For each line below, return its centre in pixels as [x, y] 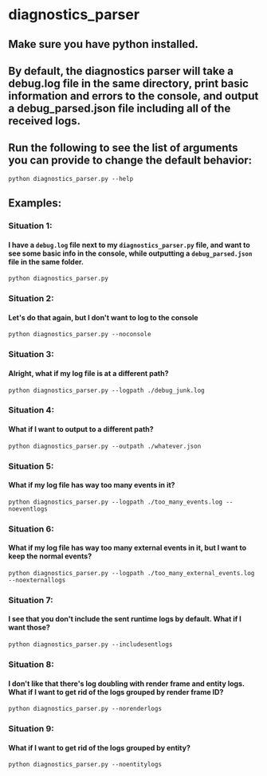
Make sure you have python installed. [104, 44]
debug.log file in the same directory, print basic [129, 83]
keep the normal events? [50, 556]
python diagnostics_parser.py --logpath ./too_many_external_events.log [132, 573]
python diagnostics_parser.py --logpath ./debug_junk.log [106, 390]
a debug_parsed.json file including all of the [120, 108]
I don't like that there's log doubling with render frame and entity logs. [126, 684]
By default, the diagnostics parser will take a [121, 71]
